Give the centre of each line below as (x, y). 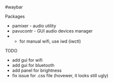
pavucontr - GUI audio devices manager (52, 31)
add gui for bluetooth (33, 65)
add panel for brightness (37, 70)
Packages (15, 16)
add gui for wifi (27, 60)
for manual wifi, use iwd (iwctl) (50, 41)
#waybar (14, 7)
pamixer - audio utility (34, 26)
